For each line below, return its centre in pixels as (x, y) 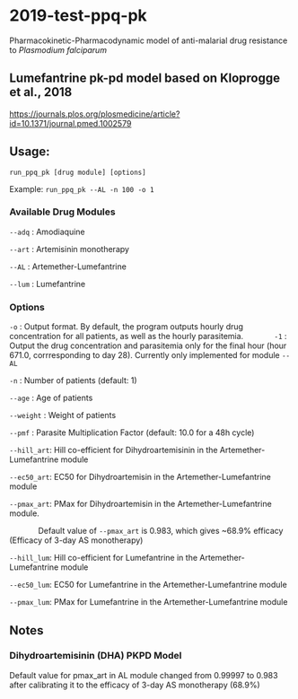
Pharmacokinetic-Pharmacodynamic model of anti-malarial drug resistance (149, 40)
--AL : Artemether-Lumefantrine (68, 266)
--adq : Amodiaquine (47, 232)
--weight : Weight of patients (63, 415)
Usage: (30, 152)
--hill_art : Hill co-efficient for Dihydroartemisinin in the (114, 450)
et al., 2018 (41, 92)
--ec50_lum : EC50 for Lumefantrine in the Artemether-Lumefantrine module (148, 585)
